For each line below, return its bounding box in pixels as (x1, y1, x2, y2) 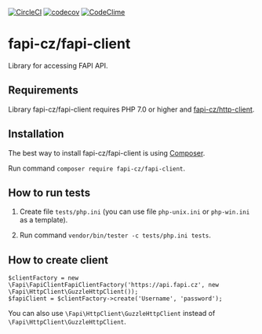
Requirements (8, 83, 78, 97)
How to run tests (8, 185, 91, 200)
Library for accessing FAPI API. (8, 61, 108, 70)
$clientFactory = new (8, 274, 79, 282)
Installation (8, 127, 64, 141)
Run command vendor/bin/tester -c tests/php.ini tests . (19, 230, 212, 240)
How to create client (8, 253, 108, 266)
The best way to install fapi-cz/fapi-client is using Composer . (8, 148, 206, 157)
